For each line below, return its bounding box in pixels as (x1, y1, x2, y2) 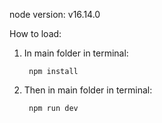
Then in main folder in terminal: (23, 84, 153, 96)
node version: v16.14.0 (9, 9, 101, 20)
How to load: (9, 28, 62, 39)
